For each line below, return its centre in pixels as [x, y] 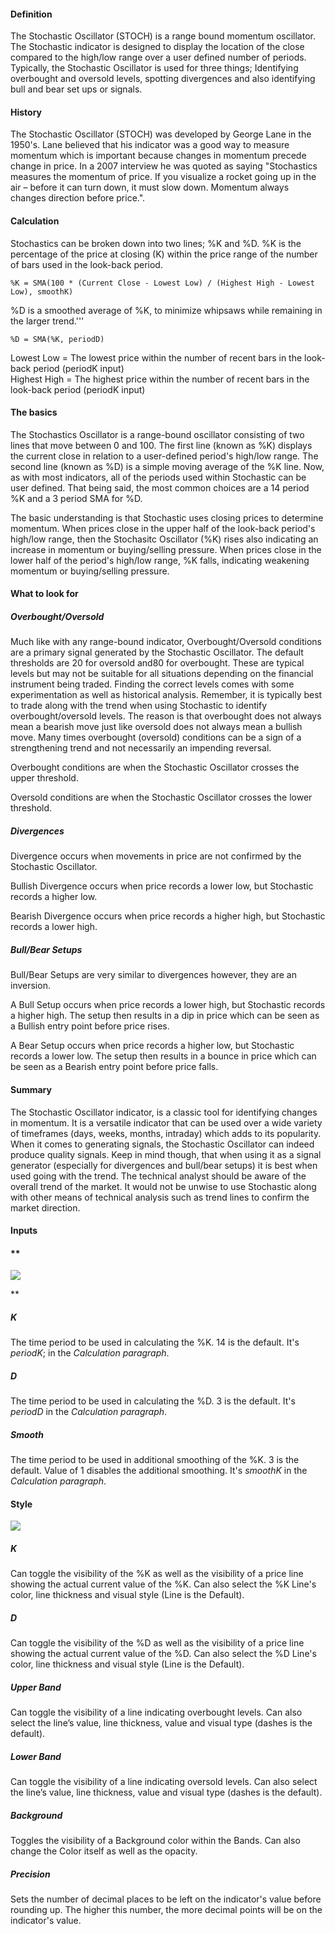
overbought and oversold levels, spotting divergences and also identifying [163, 79]
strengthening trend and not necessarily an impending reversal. [141, 748]
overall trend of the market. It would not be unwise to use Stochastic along [163, 1186]
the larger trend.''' [47, 321]
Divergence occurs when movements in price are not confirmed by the [156, 856]
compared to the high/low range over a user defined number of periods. [158, 57]
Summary [31, 1089]
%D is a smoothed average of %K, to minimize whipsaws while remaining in [166, 310]
